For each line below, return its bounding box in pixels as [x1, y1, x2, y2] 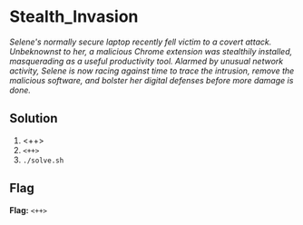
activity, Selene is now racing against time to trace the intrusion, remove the [9, 65, 295, 76]
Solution [9, 111, 58, 126]
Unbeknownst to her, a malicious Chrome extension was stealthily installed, [9, 45, 293, 56]
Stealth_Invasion [9, 6, 139, 27]
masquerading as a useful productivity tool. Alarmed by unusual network [9, 55, 284, 66]
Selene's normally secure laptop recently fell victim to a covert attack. [9, 36, 272, 47]
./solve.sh [22, 156, 64, 165]
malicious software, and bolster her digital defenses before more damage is [9, 74, 294, 85]
